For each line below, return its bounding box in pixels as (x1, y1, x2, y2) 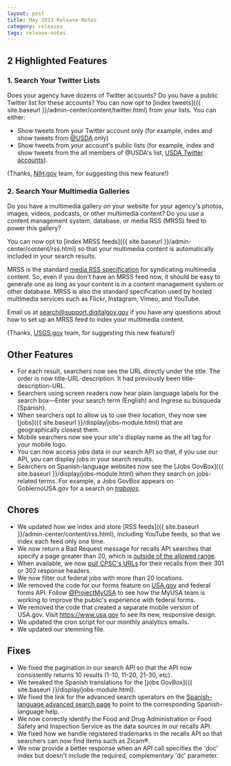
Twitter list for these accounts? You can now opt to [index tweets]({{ (7, 98, 201, 107)
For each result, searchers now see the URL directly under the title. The (17, 367, 221, 376)
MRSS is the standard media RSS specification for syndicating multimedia (7, 265, 217, 274)
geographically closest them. (17, 425, 100, 434)
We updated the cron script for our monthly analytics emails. (17, 618, 190, 626)
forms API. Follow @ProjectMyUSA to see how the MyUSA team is (17, 588, 205, 596)
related (17, 477, 38, 485)
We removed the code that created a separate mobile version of (17, 603, 199, 611)
